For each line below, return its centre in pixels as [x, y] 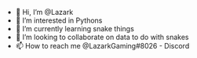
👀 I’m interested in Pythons [59, 20]
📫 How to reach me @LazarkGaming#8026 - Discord [102, 46]
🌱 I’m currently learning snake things [75, 29]
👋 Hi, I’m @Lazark [44, 12]
